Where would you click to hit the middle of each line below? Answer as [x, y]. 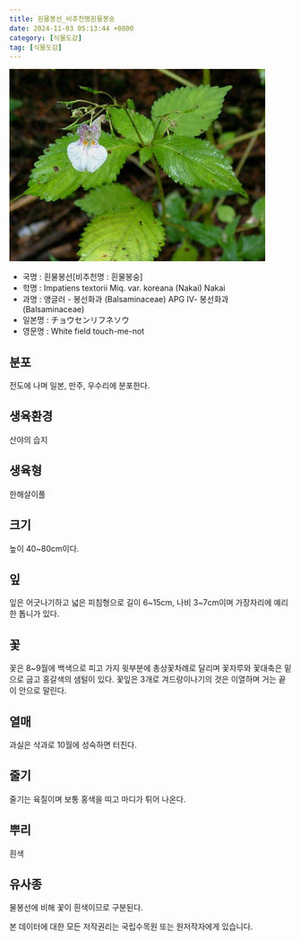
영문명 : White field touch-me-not [83, 331]
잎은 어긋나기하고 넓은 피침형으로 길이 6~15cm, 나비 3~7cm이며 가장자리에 [141, 603]
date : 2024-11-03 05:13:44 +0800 [72, 28]
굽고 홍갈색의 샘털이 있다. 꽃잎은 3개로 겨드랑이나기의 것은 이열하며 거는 [151, 679]
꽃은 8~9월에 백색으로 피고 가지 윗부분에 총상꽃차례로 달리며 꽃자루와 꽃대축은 [146, 668]
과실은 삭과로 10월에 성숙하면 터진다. [73, 744]
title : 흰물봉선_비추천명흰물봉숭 [62, 19]
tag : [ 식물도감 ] [36, 48]
